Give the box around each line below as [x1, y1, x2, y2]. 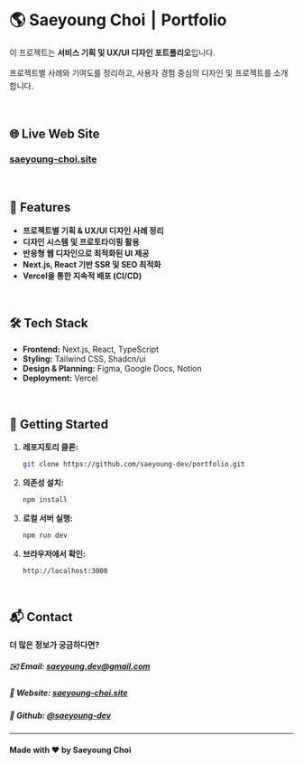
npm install [22, 495, 68, 505]
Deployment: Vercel [22, 373, 98, 383]
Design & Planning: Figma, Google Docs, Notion [22, 363, 202, 374]
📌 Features [9, 200, 71, 215]
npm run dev [22, 531, 68, 540]
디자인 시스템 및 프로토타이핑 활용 [22, 236, 140, 247]
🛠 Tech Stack [9, 316, 88, 331]
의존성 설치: [22, 477, 65, 488]
